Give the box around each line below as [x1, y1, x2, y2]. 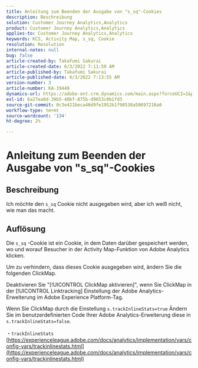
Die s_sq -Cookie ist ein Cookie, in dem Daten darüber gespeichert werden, [6, 239, 189, 247]
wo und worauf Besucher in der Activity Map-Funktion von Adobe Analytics [6, 245, 190, 252]
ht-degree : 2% [6, 119, 41, 124]
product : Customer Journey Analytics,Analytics [6, 25, 126, 31]
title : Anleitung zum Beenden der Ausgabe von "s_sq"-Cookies [6, 8, 162, 15]
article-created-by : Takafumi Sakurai [6, 58, 101, 64]
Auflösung [6, 224, 46, 234]
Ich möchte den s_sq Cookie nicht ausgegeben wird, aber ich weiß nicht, [6, 201, 183, 208]
